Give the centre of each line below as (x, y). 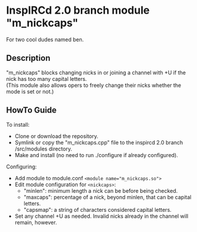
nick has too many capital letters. (47, 79)
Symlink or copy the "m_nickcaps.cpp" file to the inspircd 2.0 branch (99, 142)
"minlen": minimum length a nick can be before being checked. (101, 190)
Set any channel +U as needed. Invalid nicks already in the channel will (101, 216)
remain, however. (36, 222)
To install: (18, 124)
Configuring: (22, 167)
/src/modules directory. (43, 149)
